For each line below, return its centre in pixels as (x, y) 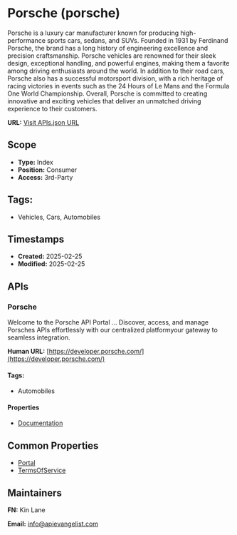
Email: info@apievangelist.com (53, 524)
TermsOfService (42, 470)
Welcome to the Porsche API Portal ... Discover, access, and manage (108, 322)
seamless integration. (39, 337)
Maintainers (35, 493)
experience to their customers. (52, 108)
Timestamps (36, 239)
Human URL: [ (28, 352)
